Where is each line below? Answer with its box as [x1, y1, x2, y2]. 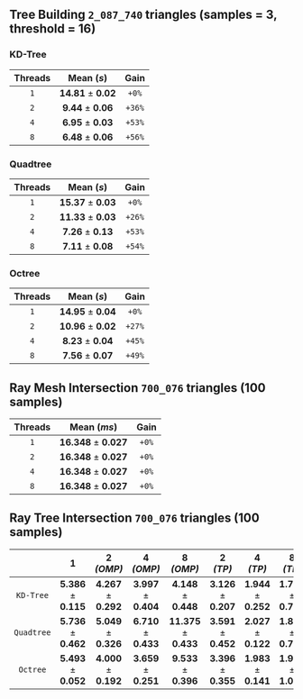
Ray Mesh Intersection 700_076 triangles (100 [9, 380, 266, 395]
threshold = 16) [9, 22, 96, 37]
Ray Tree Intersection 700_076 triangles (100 [9, 511, 260, 526]
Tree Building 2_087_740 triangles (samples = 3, [9, 7, 278, 23]
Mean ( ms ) [69, 421, 118, 433]
